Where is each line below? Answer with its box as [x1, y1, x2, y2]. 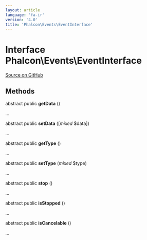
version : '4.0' [5, 17, 38, 22]
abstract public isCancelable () [5, 220, 71, 226]
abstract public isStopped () [5, 200, 65, 206]
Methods [5, 87, 35, 96]
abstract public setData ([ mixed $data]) [5, 120, 89, 126]
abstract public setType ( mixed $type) [5, 160, 87, 166]
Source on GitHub [5, 72, 44, 78]
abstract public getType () [5, 140, 61, 146]
